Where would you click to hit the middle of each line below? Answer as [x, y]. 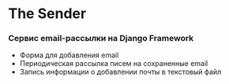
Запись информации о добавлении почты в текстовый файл [120, 72]
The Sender [47, 14]
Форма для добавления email [69, 55]
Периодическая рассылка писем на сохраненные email [114, 64]
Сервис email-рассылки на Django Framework [101, 38]
